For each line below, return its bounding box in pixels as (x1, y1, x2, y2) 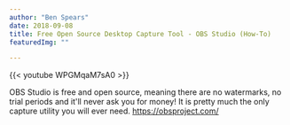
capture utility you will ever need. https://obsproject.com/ (9, 105, 219, 116)
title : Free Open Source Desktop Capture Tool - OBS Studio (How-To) (9, 29, 272, 38)
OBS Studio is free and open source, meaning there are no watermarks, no (9, 87, 282, 98)
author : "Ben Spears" (9, 12, 90, 22)
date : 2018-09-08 (9, 21, 74, 30)
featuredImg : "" (9, 37, 69, 47)
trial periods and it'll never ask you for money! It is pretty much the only (9, 97, 270, 107)
